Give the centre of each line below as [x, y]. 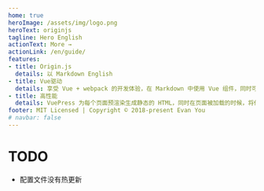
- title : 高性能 [33, 96]
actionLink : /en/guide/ [47, 52]
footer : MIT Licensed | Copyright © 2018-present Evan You [107, 111]
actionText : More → [40, 45]
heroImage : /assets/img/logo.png [63, 23]
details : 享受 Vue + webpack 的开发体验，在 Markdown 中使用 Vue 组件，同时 [134, 88]
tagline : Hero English [45, 37]
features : [24, 60]
